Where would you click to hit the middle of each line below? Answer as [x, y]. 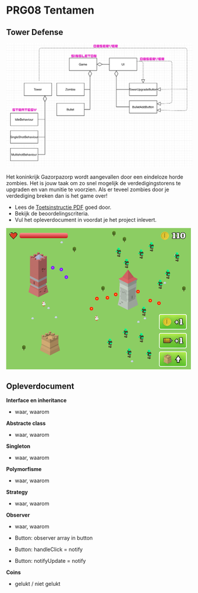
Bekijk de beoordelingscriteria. [52, 214]
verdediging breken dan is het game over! [57, 196]
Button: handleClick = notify [48, 549]
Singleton [18, 446]
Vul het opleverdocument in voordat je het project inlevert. [85, 220]
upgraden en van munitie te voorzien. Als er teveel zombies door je [88, 189]
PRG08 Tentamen [50, 10]
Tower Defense [35, 32]
